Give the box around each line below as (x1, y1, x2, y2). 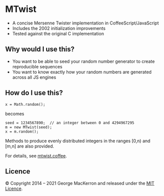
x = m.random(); (5, 129, 39, 134)
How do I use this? (5, 89, 63, 97)
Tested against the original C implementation (12, 30, 104, 36)
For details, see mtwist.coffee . (5, 153, 67, 159)
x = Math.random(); (5, 102, 46, 107)
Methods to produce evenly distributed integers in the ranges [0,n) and (5, 138, 151, 144)
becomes (5, 111, 24, 117)
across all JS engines (12, 74, 56, 80)
